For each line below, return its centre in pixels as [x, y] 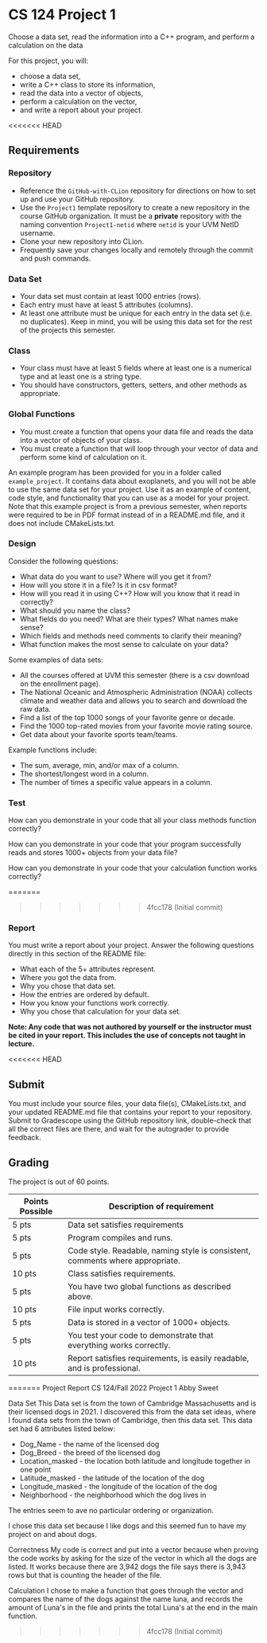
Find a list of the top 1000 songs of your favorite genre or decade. [128, 717]
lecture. [21, 1044]
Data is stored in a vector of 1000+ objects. [149, 1323]
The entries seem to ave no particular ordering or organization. [111, 1511]
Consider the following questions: [63, 561]
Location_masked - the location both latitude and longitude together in [135, 1461]
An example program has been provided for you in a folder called [115, 473]
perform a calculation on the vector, [78, 101]
